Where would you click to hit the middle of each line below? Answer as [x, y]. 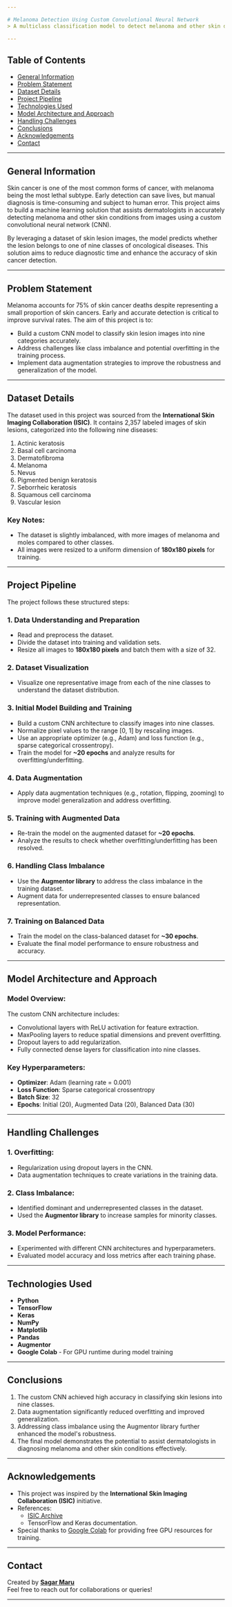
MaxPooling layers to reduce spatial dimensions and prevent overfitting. [119, 1034]
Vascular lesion [39, 502]
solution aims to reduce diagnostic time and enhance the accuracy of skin [112, 253]
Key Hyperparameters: [46, 1067]
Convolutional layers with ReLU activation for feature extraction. [108, 1027]
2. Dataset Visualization [48, 667]
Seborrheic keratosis [47, 487]
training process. [41, 355]
